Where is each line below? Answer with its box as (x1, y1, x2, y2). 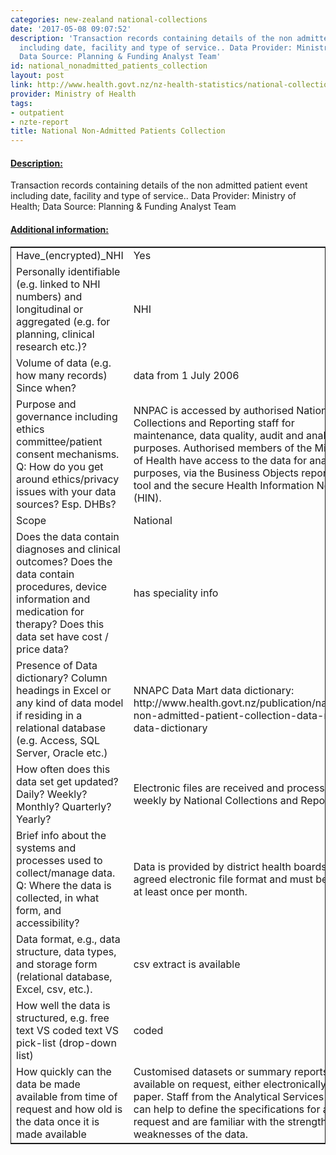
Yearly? (16, 812, 52, 826)
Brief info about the (16, 828, 107, 842)
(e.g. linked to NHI (16, 277, 101, 291)
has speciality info (133, 586, 219, 600)
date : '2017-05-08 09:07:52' (10, 24, 132, 34)
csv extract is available (133, 957, 241, 971)
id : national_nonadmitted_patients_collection (10, 61, 208, 71)
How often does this (16, 762, 111, 776)
